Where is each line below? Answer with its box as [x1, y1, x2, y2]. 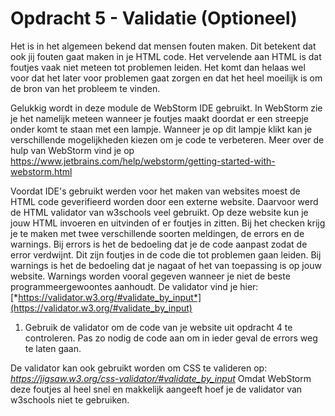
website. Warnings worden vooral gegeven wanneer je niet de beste [10, 270, 291, 282]
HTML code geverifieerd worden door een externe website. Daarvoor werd [10, 195, 319, 207]
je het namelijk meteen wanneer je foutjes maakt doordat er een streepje [10, 112, 310, 124]
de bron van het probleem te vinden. [10, 82, 161, 94]
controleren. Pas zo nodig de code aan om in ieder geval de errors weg [24, 332, 318, 344]
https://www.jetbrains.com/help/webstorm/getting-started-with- [10, 155, 276, 167]
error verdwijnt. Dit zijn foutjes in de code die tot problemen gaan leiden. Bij [10, 248, 322, 261]
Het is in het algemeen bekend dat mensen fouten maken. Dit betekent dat [10, 40, 317, 52]
